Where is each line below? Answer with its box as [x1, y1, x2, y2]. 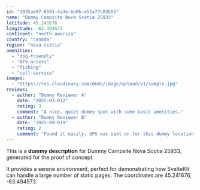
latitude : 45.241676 [6, 20, 58, 26]
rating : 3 [17, 103, 42, 109]
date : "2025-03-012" [17, 97, 68, 103]
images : [6, 75, 26, 81]
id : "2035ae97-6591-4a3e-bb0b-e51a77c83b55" [6, 8, 119, 15]
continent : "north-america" [6, 31, 77, 37]
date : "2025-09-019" [17, 120, 68, 126]
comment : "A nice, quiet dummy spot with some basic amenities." [17, 109, 184, 115]
